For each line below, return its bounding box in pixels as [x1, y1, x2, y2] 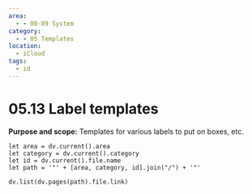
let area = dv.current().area [8, 142, 111, 150]
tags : [8, 58, 27, 66]
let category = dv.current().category [8, 149, 139, 157]
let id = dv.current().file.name [8, 156, 122, 165]
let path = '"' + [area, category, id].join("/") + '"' [8, 163, 201, 171]
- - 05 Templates [15, 34, 75, 43]
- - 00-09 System [15, 19, 75, 28]
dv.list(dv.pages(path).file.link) [8, 178, 129, 186]
